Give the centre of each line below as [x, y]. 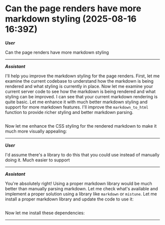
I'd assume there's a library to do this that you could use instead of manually [82, 155]
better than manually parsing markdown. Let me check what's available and [82, 188]
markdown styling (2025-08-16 [71, 19]
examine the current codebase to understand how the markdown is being [79, 81]
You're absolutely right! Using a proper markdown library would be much [79, 183]
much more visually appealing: [36, 131]
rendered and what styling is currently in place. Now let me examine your [79, 86]
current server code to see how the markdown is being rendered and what [80, 91]
